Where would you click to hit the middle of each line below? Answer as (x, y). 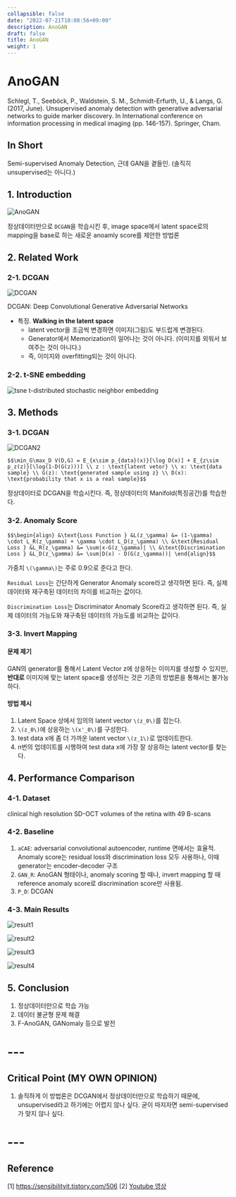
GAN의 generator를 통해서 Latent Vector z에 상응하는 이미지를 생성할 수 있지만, (118, 668)
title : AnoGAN (28, 40)
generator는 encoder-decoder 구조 (68, 865)
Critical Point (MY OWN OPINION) (82, 1078)
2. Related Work (43, 257)
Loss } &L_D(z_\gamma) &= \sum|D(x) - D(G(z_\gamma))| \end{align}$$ (112, 553)
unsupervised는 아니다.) (42, 172)
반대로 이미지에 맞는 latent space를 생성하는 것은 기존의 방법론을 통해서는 (109, 677)
